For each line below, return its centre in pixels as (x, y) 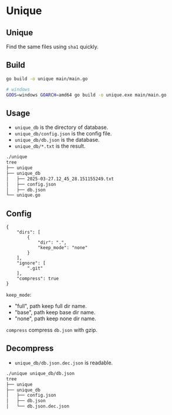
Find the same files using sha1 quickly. (52, 47)
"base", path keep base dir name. (55, 313)
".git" (35, 268)
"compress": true (38, 279)
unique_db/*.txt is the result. (50, 146)
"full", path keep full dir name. (50, 306)
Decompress (30, 348)
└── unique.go (23, 195)
